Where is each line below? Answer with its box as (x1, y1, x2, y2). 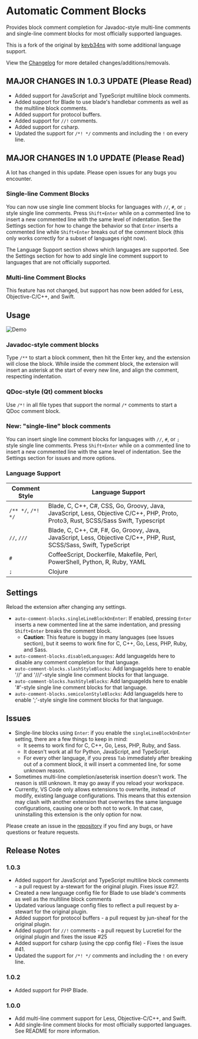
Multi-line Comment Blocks (6, 273, 87, 281)
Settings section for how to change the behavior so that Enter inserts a (6, 222, 178, 229)
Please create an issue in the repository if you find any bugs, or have (6, 822, 173, 829)
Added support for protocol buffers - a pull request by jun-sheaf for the (14, 914, 189, 921)
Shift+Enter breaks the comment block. (14, 627, 112, 634)
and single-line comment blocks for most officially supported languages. (6, 30, 183, 37)
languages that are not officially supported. (6, 258, 111, 265)
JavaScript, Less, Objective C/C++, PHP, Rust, (48, 534, 176, 542)
